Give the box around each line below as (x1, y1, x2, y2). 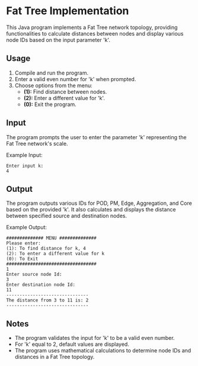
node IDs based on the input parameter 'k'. (6, 36, 111, 43)
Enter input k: (6, 163, 44, 169)
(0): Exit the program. (23, 101, 77, 108)
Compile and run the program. (14, 69, 89, 76)
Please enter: (6, 240, 41, 246)
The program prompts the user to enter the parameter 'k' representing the (6, 133, 187, 140)
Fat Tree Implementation (6, 4, 129, 18)
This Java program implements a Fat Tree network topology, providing (6, 24, 178, 31)
